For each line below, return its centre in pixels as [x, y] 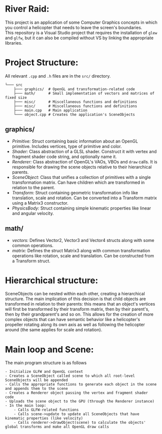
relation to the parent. [34, 187]
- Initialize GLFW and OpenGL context [44, 372]
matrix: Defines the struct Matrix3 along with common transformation [81, 250]
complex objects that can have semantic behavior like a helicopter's [73, 320]
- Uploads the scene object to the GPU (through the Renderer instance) [80, 402]
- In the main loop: [26, 406]
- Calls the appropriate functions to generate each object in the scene [81, 385]
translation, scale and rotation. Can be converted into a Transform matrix [84, 198]
